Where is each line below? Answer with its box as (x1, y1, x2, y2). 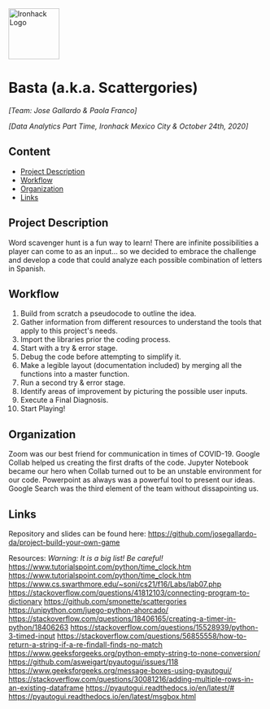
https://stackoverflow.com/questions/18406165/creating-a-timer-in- (8, 614, 237, 624)
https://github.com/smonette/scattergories (43, 597, 187, 606)
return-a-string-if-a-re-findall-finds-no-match (8, 640, 163, 650)
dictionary (8, 597, 42, 606)
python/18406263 (8, 623, 69, 632)
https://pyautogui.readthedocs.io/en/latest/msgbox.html (8, 692, 197, 701)
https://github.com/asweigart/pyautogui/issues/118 (8, 657, 179, 667)
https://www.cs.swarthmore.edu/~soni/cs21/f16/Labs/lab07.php (8, 580, 222, 589)
